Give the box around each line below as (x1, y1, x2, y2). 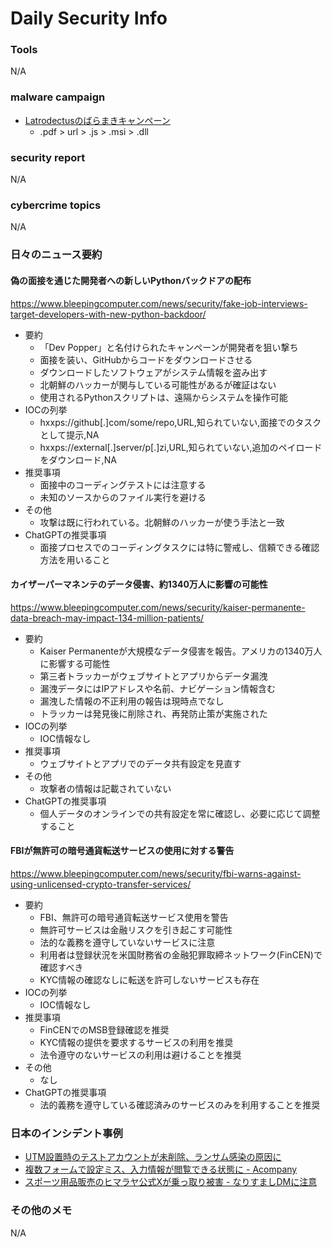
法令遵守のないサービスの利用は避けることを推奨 (39, 1048, 242, 1061)
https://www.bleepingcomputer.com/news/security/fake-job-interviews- (10, 297, 308, 309)
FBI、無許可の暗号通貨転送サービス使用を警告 (39, 911, 229, 923)
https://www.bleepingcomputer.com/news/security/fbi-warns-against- (10, 867, 302, 879)
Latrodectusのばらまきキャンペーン (24, 114, 171, 126)
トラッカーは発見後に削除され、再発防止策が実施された (39, 707, 268, 719)
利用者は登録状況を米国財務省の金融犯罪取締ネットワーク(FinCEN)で (39, 948, 323, 961)
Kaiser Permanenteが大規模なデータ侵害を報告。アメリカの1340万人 (39, 645, 323, 657)
